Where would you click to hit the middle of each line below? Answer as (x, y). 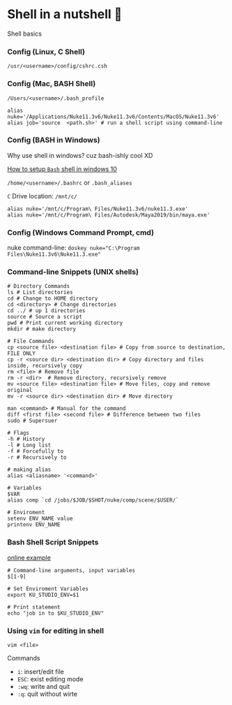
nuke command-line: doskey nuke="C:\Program (74, 248)
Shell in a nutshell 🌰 (65, 14)
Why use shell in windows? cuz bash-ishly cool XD (80, 155)
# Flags (18, 433)
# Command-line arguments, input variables (71, 570)
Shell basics (24, 34)
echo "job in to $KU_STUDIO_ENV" (56, 613)
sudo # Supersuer (32, 421)
